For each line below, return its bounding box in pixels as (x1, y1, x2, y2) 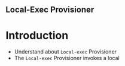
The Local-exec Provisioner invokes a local (14, 55, 120, 62)
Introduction (5, 29, 69, 42)
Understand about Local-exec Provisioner (14, 48, 117, 55)
